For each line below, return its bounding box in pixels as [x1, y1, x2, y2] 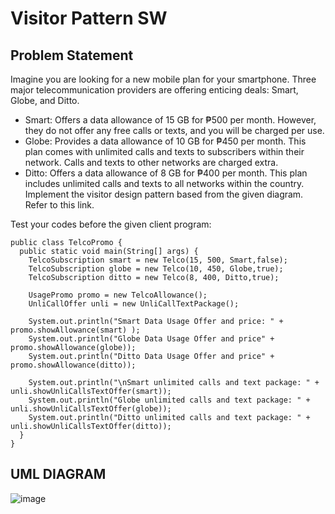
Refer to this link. [24, 199, 95, 211]
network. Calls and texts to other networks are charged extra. [24, 157, 279, 168]
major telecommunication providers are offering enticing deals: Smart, [10, 84, 299, 96]
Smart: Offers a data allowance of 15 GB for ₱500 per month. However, [24, 114, 317, 126]
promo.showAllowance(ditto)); [10, 360, 137, 370]
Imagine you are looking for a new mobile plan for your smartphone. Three [10, 73, 317, 85]
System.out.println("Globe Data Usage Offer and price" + [28, 334, 275, 344]
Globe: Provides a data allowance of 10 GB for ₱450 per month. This [24, 135, 307, 147]
